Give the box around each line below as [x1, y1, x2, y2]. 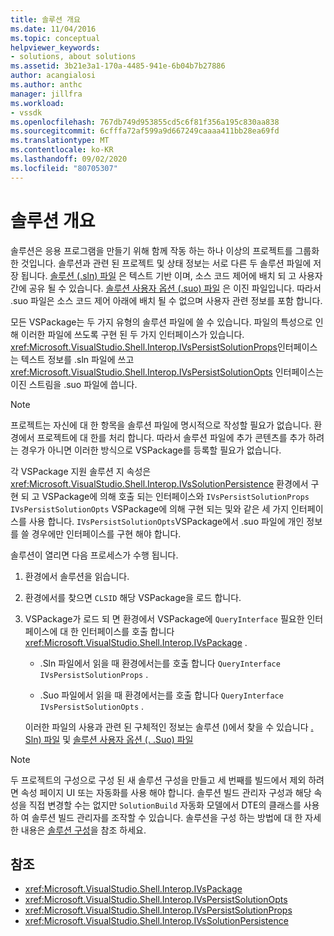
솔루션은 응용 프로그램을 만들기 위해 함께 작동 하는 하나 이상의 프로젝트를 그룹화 [10, 244, 320, 256]
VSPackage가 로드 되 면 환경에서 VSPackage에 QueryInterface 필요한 [24, 612, 305, 625]
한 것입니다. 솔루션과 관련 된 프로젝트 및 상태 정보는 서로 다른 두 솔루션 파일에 [10, 257, 312, 269]
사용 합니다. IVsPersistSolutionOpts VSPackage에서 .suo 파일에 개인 [28, 515, 305, 527]
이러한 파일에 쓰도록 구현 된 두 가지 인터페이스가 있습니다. [20, 328, 245, 340]
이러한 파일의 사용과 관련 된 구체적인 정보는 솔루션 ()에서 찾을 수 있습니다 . [24, 721, 314, 733]
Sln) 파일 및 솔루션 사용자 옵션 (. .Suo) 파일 [24, 733, 194, 745]
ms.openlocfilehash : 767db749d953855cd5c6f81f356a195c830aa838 [10, 117, 280, 127]
